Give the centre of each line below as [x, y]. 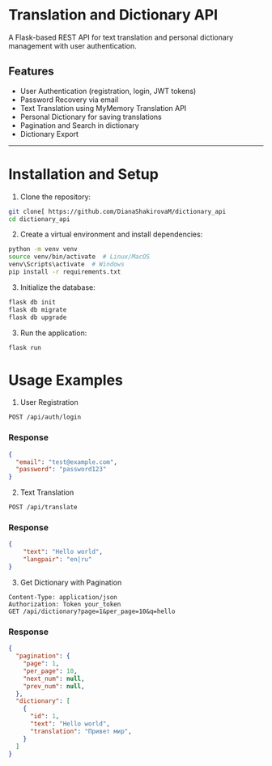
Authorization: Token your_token [65, 604]
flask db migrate [38, 309]
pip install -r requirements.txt [65, 272]
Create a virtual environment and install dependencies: [111, 234]
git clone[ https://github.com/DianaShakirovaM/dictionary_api [117, 211]
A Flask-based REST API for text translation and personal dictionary [121, 37]
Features [31, 72]
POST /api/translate [43, 508]
